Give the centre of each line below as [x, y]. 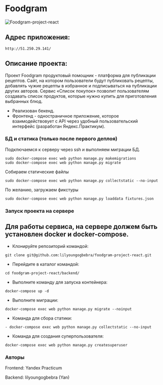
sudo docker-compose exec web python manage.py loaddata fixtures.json [79, 199]
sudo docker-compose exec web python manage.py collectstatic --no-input [82, 181]
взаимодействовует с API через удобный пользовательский [75, 121]
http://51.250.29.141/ [28, 49]
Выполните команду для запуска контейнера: [60, 282]
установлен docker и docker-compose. [67, 234]
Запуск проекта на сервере [40, 211]
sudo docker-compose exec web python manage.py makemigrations [71, 158]
